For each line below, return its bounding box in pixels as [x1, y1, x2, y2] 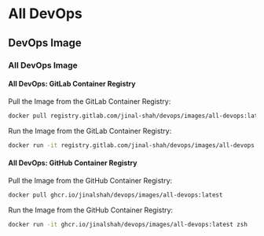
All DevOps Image [8, 60, 79, 71]
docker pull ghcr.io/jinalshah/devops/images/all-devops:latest [8, 190, 223, 199]
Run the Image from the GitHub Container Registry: [8, 205, 174, 215]
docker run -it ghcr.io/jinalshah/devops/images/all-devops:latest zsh [8, 220, 247, 228]
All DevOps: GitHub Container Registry [8, 158, 137, 168]
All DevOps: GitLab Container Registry [8, 79, 136, 89]
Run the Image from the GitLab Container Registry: [8, 126, 172, 135]
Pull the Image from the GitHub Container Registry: [8, 175, 173, 185]
